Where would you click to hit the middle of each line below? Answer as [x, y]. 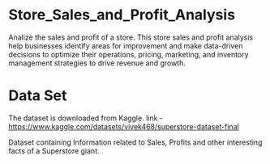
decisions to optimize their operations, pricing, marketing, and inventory [129, 54]
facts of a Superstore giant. [54, 150]
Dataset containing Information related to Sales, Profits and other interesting [135, 142]
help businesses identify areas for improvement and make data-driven [126, 45]
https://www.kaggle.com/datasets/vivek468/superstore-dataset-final [124, 126]
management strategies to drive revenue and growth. [97, 63]
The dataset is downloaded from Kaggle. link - [86, 118]
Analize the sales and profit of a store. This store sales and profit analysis [131, 37]
